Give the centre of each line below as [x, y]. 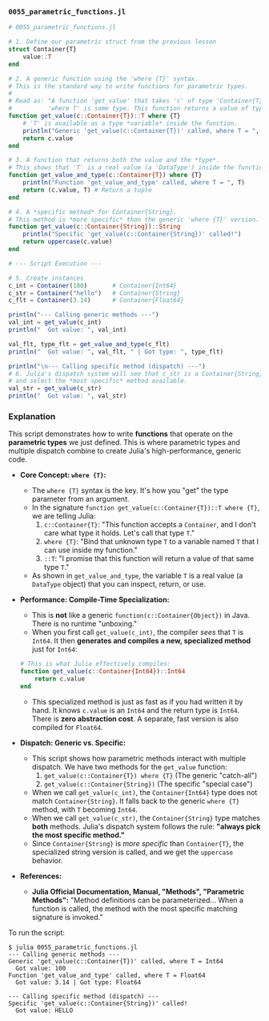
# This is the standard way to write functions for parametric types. [128, 86]
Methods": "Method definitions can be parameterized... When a [138, 900]
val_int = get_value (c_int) [55, 323]
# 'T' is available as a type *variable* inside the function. [130, 123]
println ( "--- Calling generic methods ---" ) [84, 315]
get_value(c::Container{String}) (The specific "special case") [148, 784]
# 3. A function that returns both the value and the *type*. [114, 160]
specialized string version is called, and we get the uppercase [132, 852]
